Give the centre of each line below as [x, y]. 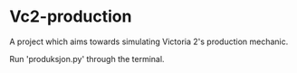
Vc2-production [71, 17]
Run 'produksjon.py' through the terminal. [87, 59]
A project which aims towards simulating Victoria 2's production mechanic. [149, 41]
